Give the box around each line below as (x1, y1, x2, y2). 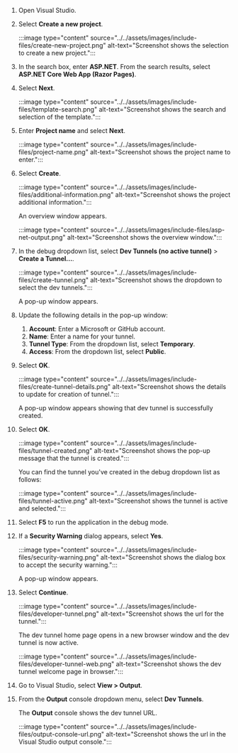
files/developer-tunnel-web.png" (18, 660, 115, 668)
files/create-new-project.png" (18, 41, 106, 49)
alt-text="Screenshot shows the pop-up (93, 447, 211, 454)
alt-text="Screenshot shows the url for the (101, 609, 225, 618)
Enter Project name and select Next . (18, 127, 126, 134)
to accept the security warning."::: (18, 561, 118, 569)
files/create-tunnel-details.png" (18, 383, 111, 390)
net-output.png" (18, 233, 66, 241)
